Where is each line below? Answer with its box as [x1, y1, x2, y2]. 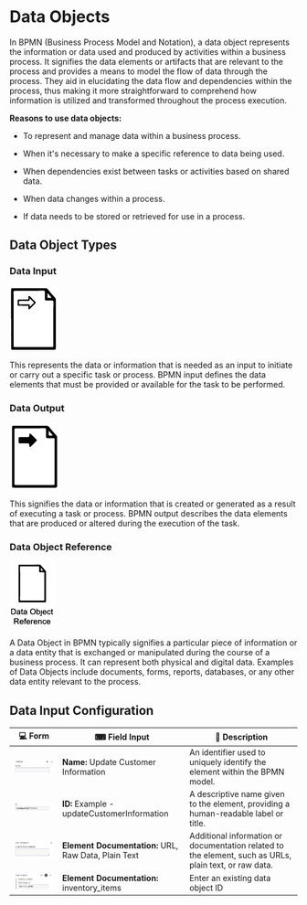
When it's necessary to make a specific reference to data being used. [22, 148, 285, 159]
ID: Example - [62, 798, 114, 810]
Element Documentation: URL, [62, 840, 179, 851]
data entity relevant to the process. [9, 676, 142, 687]
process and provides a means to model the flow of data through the [9, 66, 268, 77]
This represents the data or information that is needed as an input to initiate [9, 359, 293, 370]
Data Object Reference [9, 540, 112, 553]
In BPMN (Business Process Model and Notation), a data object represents [9, 37, 291, 48]
